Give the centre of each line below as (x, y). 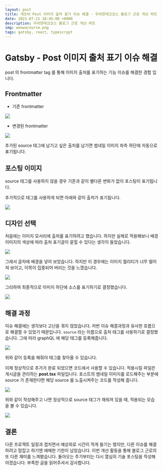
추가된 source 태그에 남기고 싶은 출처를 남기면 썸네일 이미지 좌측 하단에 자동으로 (81, 145)
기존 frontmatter (28, 106)
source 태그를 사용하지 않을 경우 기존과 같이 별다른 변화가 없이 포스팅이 (73, 181)
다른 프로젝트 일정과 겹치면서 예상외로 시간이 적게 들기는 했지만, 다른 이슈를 (76, 444)
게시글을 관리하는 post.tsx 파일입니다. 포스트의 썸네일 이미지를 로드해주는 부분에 (82, 374)
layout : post (18, 10)
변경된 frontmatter (30, 126)
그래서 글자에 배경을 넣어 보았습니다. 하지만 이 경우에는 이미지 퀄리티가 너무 (76, 262)
